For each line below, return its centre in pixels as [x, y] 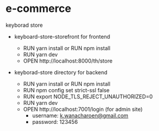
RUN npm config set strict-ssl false [66, 90]
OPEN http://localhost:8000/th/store [68, 61]
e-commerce [39, 9]
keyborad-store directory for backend [61, 72]
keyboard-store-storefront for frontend [62, 36]
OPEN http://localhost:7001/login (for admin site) [83, 109]
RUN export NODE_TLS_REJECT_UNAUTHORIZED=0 [88, 96]
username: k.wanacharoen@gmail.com [80, 116]
